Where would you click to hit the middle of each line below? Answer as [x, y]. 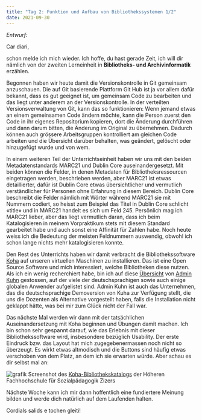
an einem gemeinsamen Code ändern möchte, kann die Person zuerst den [99, 115]
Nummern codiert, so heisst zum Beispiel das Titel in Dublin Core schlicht [97, 204]
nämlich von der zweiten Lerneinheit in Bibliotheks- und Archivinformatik [99, 65]
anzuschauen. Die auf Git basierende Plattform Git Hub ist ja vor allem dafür [100, 89]
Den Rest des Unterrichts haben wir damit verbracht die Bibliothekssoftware [101, 254]
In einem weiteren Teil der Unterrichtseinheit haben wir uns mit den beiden [99, 159]
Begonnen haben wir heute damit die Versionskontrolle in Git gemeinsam [96, 83]
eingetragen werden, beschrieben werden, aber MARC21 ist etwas [89, 178]
